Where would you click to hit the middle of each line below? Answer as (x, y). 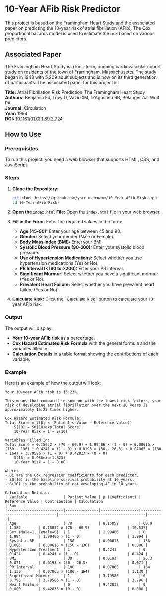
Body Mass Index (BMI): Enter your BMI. (61, 242)
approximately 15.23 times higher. (42, 410)
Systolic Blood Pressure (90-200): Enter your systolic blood (82, 247)
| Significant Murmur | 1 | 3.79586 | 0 (75, 576)
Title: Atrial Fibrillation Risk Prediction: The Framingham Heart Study (75, 92)
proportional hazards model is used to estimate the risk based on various (80, 33)
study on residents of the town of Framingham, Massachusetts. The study (81, 72)
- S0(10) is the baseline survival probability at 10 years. (70, 480)
